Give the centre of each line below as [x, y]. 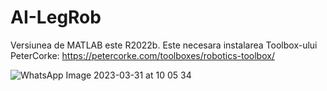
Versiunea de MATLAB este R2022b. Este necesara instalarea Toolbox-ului [164, 45]
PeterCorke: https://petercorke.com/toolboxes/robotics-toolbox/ [142, 55]
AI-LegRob [56, 17]
